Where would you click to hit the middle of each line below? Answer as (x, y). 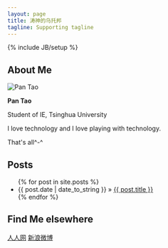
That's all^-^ (25, 143)
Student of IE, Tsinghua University (57, 115)
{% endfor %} (38, 197)
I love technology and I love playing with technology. (84, 128)
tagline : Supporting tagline (51, 27)
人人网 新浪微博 (30, 237)
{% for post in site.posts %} (58, 182)
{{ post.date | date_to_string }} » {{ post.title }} (85, 189)
